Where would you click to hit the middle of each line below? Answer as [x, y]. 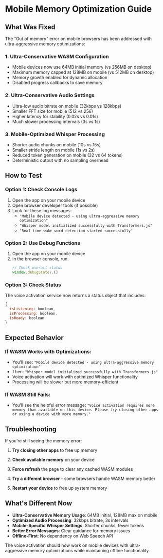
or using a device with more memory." [51, 414]
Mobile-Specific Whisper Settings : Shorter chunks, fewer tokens [78, 525]
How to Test [24, 176]
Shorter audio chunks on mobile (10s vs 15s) [56, 144]
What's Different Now [38, 503]
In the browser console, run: [40, 259]
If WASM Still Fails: [28, 395]
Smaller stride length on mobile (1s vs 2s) [53, 150]
